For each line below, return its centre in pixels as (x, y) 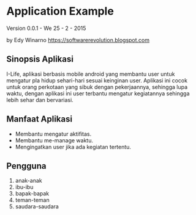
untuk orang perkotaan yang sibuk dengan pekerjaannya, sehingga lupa (97, 87)
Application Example (60, 11)
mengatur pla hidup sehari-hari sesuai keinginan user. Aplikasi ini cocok (97, 80)
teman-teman (32, 200)
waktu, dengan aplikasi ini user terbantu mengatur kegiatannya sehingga (98, 93)
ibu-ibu (24, 187)
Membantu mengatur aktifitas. (53, 134)
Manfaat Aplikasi (39, 119)
